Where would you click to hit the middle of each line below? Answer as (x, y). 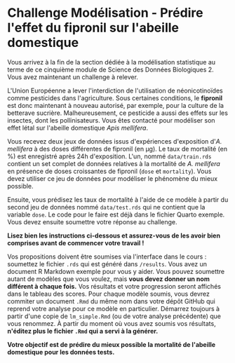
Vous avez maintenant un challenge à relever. (73, 77)
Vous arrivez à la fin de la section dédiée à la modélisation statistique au (112, 62)
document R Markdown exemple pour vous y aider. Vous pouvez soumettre (116, 271)
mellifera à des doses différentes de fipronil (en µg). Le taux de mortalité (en (117, 149)
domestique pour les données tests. (61, 352)
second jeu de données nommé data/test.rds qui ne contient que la (106, 207)
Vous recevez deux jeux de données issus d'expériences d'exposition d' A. (115, 141)
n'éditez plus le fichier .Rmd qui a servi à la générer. (83, 331)
